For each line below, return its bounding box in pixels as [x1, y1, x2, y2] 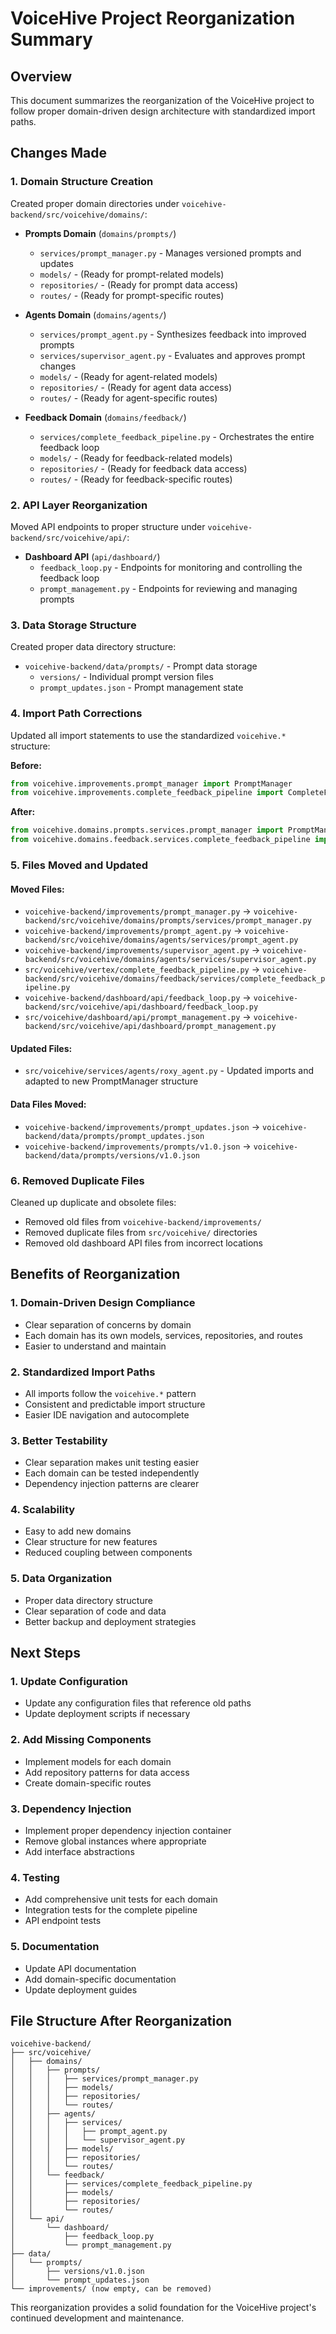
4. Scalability [10, 1503, 76, 1517]
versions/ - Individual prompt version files [39, 671, 214, 683]
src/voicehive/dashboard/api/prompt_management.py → [24, 1011, 252, 1023]
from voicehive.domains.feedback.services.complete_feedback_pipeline [10, 835, 311, 845]
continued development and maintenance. [10, 2312, 185, 2324]
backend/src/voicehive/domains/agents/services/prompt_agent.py [24, 935, 299, 946]
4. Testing [10, 1870, 60, 1884]
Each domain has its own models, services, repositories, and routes [24, 1329, 303, 1341]
